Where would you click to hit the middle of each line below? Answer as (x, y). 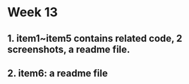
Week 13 (33, 12)
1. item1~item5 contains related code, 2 (95, 38)
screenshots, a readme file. (69, 49)
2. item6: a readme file (57, 73)
